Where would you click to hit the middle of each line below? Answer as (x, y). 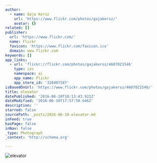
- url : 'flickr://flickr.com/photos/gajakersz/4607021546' (71, 64)
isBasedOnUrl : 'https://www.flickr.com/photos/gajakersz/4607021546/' (79, 87)
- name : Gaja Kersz (30, 14)
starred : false (21, 110)
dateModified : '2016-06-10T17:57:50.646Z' (49, 101)
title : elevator (22, 92)
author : (13, 10)
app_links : (16, 60)
